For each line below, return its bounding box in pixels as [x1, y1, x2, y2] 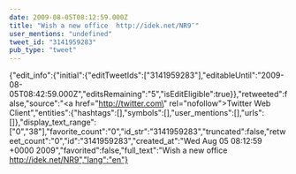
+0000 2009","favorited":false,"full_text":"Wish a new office [9, 145, 228, 155]
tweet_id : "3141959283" [9, 37, 97, 47]
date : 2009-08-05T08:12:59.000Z [9, 12, 128, 22]
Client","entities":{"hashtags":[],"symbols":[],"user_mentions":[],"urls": [9, 108, 265, 118]
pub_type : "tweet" [9, 46, 77, 55]
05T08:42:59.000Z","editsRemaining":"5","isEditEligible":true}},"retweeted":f [9, 89, 288, 100]
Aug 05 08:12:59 [201, 136, 262, 147]
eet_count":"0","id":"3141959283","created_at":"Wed [9, 136, 201, 147]
